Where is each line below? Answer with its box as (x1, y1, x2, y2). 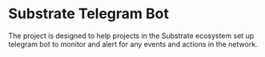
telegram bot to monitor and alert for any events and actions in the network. (8, 39, 258, 48)
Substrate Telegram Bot (8, 5, 170, 23)
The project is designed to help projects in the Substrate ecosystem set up (8, 31, 255, 40)
